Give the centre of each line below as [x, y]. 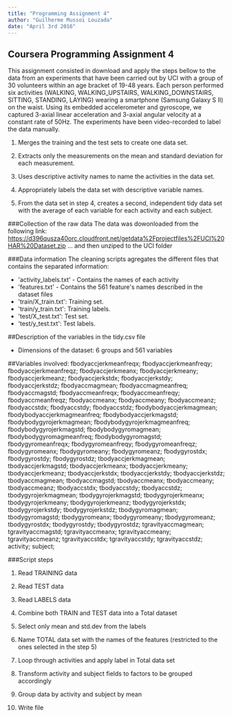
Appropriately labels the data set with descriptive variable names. [110, 190]
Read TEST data [41, 586]
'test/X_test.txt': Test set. [53, 317]
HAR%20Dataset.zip [37, 246]
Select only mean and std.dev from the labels [82, 626]
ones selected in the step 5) [57, 647]
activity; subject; [31, 546]
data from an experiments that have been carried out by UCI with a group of [115, 78]
